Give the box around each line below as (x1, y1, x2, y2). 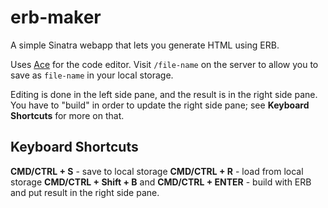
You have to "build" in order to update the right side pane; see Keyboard (10, 99, 310, 111)
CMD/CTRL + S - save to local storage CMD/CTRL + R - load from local (10, 165, 304, 177)
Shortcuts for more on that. (10, 109, 125, 121)
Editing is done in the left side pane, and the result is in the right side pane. (10, 88, 318, 100)
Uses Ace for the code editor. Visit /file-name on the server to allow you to (10, 58, 319, 70)
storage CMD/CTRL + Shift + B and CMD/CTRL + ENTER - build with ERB (10, 176, 312, 188)
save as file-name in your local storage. (10, 69, 174, 81)
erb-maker (10, 6, 102, 29)
